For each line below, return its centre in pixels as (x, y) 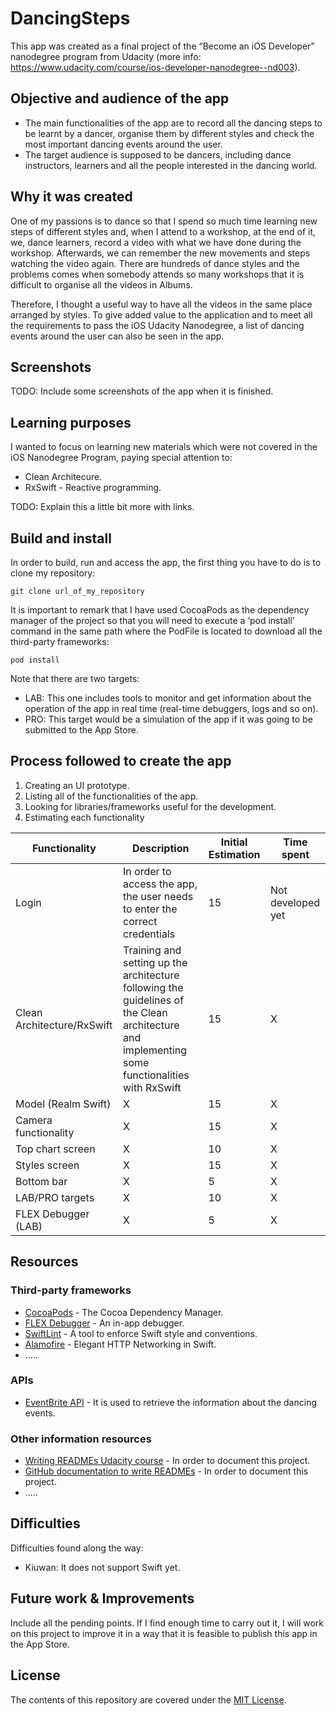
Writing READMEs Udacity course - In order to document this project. (167, 1461)
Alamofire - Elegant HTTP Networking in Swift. (120, 1344)
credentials (149, 934)
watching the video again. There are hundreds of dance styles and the (155, 263)
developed (295, 902)
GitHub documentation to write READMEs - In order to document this (166, 1471)
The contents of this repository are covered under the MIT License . (148, 1699)
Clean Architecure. (63, 477)
